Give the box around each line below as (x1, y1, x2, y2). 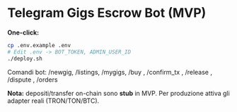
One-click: (7, 28, 40, 37)
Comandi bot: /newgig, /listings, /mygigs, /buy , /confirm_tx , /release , (7, 68, 212, 76)
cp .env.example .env (7, 42, 71, 49)
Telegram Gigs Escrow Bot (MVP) (7, 5, 207, 21)
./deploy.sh (7, 55, 42, 62)
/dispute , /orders (7, 75, 58, 84)
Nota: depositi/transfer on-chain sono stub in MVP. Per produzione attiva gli (7, 89, 230, 97)
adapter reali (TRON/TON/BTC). (7, 97, 100, 105)
